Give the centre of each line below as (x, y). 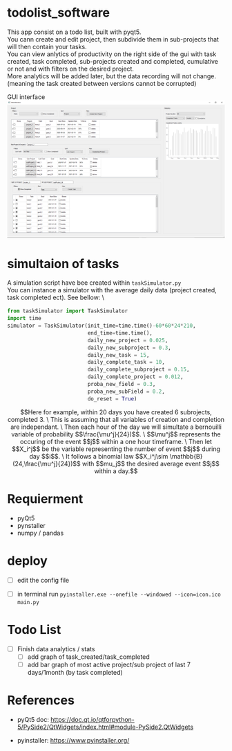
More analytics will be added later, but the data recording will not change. (112, 76)
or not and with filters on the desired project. (71, 69)
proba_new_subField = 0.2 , (126, 391)
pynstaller (31, 525)
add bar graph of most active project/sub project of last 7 (109, 664)
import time (24, 319)
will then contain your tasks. (47, 46)
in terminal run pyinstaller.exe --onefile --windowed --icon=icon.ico (119, 594)
